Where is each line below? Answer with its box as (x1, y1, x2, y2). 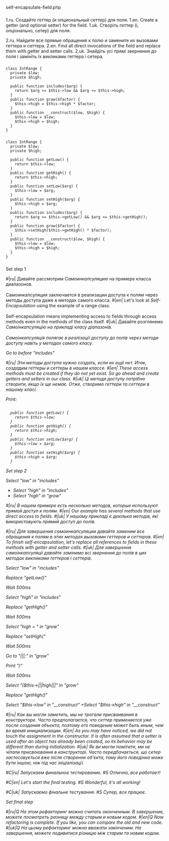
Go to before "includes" (6, 350, 55, 356)
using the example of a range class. (36, 302, 111, 308)
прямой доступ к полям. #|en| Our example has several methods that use (6, 508, 160, 514)
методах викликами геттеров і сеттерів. (6, 555, 92, 561)
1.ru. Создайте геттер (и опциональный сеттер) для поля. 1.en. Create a (6, 17, 158, 23)
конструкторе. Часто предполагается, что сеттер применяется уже (6, 716, 152, 723)
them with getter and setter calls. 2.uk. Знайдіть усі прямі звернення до (6, 48, 157, 54)
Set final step (6, 799, 33, 805)
